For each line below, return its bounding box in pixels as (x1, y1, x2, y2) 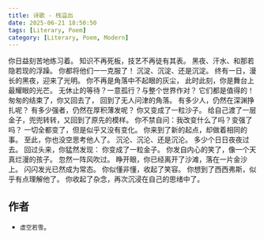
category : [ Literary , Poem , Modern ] (8, 33, 129, 42)
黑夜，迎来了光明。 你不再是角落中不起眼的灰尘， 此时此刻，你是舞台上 (21, 76, 255, 85)
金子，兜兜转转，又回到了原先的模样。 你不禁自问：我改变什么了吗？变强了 (8, 115, 253, 125)
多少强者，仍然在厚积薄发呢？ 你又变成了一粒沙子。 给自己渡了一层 (37, 106, 257, 115)
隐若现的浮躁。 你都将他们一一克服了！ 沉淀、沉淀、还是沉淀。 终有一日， (8, 66, 250, 76)
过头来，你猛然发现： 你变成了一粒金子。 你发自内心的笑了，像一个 (30, 145, 250, 155)
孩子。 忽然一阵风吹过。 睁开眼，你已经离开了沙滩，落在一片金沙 (35, 155, 247, 164)
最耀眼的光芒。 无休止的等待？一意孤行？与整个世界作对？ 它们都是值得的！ (8, 86, 255, 95)
